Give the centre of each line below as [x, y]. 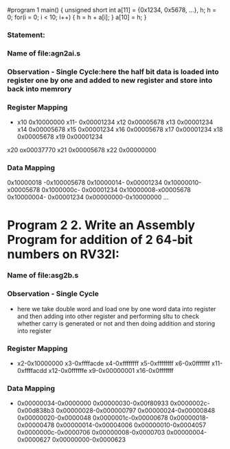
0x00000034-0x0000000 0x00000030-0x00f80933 [93, 403]
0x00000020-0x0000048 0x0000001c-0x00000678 [92, 418]
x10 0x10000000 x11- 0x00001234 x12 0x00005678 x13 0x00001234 [115, 122]
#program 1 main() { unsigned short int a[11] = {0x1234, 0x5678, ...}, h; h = [112, 10]
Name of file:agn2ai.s [44, 53]
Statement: [26, 35]
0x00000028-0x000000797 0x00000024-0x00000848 [136, 411]
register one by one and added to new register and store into [110, 80]
